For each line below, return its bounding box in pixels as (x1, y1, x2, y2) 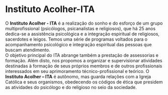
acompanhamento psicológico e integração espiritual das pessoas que (5, 41, 152, 47)
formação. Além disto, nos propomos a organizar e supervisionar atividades (5, 57, 162, 63)
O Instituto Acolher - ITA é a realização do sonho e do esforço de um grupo (5, 20, 163, 26)
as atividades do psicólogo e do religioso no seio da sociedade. (5, 84, 137, 90)
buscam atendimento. (5, 47, 50, 53)
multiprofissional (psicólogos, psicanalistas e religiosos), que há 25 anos (5, 25, 156, 31)
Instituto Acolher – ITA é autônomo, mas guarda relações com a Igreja (5, 73, 151, 79)
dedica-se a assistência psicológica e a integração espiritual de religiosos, (5, 31, 160, 37)
